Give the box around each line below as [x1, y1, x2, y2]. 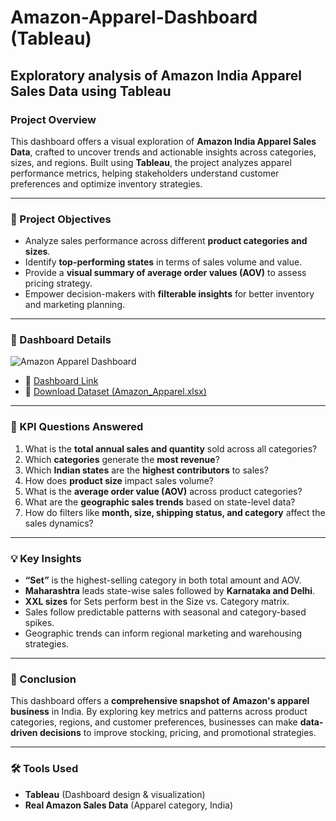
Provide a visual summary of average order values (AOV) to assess [24, 267, 307, 279]
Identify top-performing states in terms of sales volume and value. [24, 256, 303, 268]
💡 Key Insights [10, 551, 82, 565]
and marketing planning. [24, 299, 125, 311]
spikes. [24, 617, 55, 629]
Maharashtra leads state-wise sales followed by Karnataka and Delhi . [24, 585, 316, 597]
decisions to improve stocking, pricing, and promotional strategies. [39, 727, 317, 739]
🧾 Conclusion [10, 672, 77, 686]
